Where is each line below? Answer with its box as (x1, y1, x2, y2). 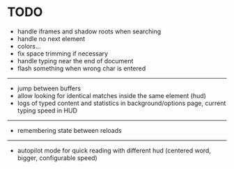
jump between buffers (17, 84, 81, 92)
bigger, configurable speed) (17, 154, 97, 162)
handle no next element (17, 34, 86, 42)
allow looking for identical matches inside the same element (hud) (17, 91, 207, 99)
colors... (17, 42, 41, 50)
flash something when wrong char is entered (17, 64, 146, 72)
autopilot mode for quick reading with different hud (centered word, (17, 146, 211, 154)
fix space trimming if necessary (17, 49, 109, 58)
